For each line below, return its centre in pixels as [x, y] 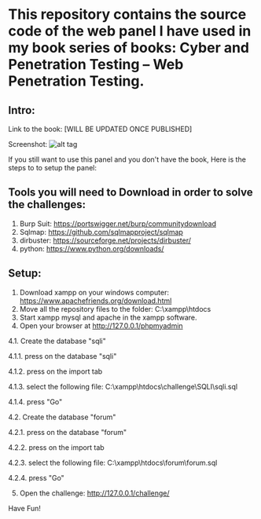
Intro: [22, 110]
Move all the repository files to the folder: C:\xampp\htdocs [115, 309]
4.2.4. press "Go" [36, 477]
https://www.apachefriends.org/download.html [96, 301]
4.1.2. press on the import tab [55, 371]
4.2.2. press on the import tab [56, 447]
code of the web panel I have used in [130, 31]
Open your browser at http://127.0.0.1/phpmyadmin [101, 325]
